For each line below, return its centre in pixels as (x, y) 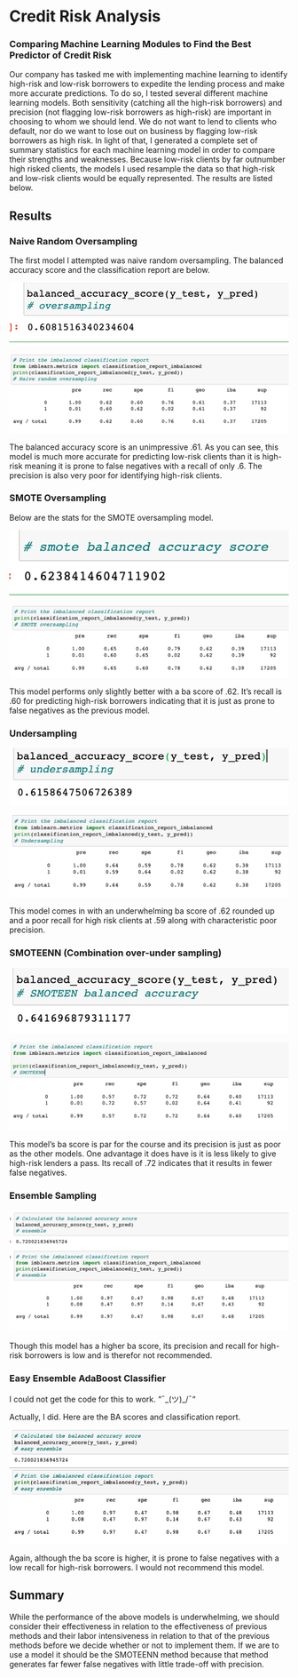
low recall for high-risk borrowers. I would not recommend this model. (137, 1567)
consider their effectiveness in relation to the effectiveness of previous (138, 1626)
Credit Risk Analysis (85, 16)
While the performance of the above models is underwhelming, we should (144, 1617)
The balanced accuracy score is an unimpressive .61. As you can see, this (144, 447)
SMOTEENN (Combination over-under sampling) (115, 953)
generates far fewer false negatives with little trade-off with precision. (137, 1664)
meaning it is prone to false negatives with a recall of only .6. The (144, 466)
